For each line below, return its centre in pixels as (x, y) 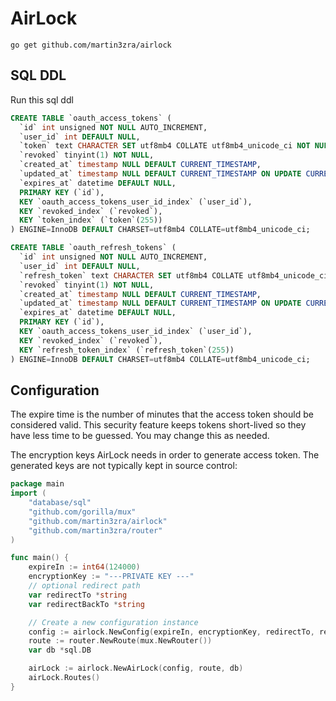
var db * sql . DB (60, 650)
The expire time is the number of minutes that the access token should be (162, 414)
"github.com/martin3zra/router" (95, 530)
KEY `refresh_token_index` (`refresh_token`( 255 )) (127, 350)
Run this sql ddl (42, 99)
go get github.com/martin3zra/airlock (91, 45)
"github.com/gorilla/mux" (82, 512)
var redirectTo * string (78, 595)
